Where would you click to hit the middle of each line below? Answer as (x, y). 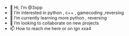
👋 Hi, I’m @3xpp (26, 8)
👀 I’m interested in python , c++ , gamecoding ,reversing (67, 13)
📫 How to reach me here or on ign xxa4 (50, 28)
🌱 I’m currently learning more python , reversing (58, 18)
